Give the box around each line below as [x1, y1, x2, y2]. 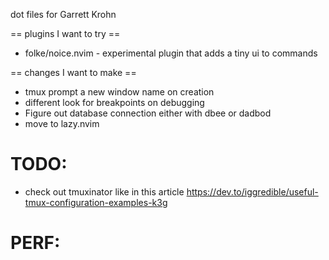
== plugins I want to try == [10, 28, 121, 39]
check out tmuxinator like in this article [24, 185, 185, 198]
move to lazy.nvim [24, 118, 100, 129]
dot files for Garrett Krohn [10, 9, 117, 20]
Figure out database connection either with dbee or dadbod [24, 107, 272, 119]
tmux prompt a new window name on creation [24, 86, 215, 98]
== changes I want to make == [10, 67, 137, 78]
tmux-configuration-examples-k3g [24, 196, 168, 208]
